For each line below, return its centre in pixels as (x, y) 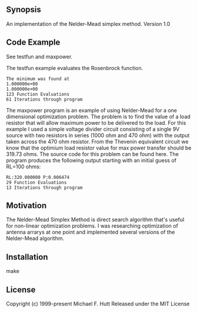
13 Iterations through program (44, 188)
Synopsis (24, 10)
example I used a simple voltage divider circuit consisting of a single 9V (93, 129)
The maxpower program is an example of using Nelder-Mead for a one (92, 110)
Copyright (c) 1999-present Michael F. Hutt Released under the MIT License (98, 304)
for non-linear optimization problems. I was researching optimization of (92, 226)
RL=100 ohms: (24, 167)
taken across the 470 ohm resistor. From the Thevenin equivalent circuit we (97, 141)
